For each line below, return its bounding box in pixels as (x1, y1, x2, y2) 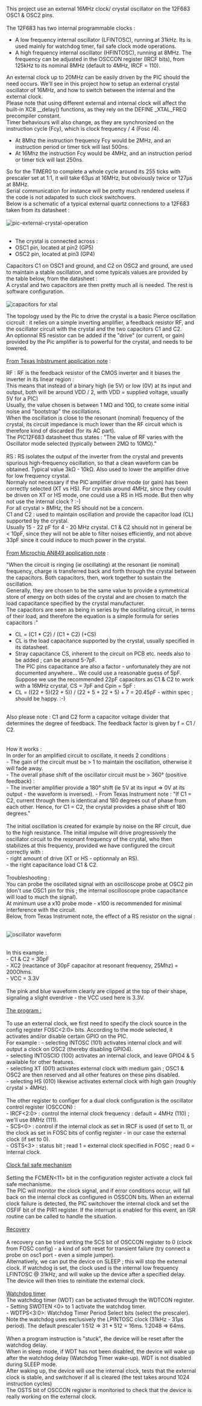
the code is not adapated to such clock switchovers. (6, 194, 136, 200)
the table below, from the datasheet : (6, 275, 98, 282)
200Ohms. (6, 968, 33, 975)
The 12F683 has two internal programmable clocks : (6, 24, 136, 31)
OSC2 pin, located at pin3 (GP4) (14, 251, 95, 257)
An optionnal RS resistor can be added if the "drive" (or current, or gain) (6, 332, 185, 338)
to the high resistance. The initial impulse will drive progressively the (6, 829, 177, 836)
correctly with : (6, 848, 44, 856)
